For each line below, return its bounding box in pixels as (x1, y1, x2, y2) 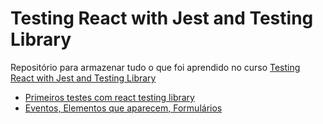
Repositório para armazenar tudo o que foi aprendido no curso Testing (10, 61, 301, 73)
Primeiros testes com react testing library (24, 91, 195, 103)
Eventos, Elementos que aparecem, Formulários (24, 102, 223, 114)
